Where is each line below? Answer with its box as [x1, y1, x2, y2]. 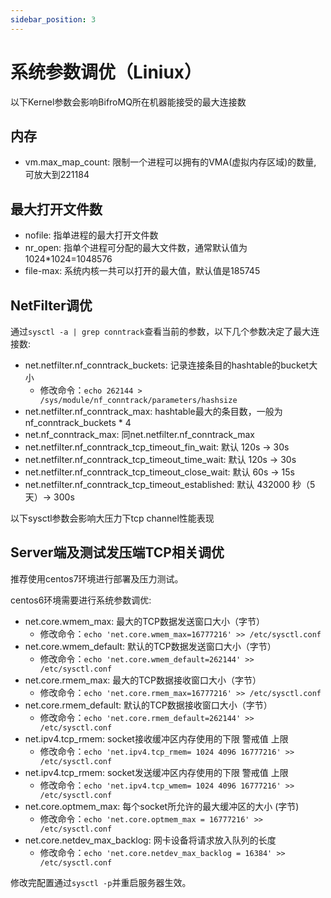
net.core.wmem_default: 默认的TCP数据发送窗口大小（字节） [24, 640, 277, 652]
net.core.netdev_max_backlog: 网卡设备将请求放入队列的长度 [24, 834, 277, 846]
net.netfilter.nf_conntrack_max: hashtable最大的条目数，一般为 [24, 406, 283, 417]
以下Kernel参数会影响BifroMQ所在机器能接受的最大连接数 [10, 96, 247, 108]
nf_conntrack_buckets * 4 [24, 417, 132, 428]
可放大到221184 [24, 169, 90, 181]
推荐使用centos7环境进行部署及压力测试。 [10, 572, 184, 585]
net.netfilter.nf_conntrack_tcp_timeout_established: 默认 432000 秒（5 [24, 479, 316, 490]
